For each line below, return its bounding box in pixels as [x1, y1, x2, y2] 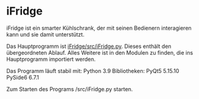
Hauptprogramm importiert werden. [6, 55, 96, 63]
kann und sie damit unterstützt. [6, 30, 85, 38]
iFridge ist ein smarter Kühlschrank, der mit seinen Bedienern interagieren [6, 24, 192, 32]
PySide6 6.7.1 [6, 73, 40, 81]
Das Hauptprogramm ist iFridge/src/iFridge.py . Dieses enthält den [6, 43, 172, 50]
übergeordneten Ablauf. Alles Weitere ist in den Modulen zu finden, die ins [6, 49, 194, 56]
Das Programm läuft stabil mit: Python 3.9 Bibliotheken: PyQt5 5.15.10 [6, 67, 179, 74]
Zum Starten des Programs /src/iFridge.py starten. [6, 85, 133, 92]
